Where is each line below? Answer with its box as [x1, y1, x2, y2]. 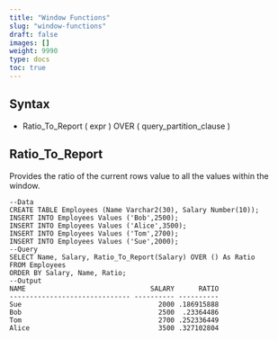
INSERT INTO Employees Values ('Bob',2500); [9, 213, 179, 222]
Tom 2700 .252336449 [9, 316, 220, 325]
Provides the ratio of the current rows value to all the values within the [9, 170, 269, 181]
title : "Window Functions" [9, 13, 111, 22]
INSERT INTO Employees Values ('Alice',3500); [9, 221, 187, 230]
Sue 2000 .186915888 [9, 300, 220, 309]
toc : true [9, 64, 47, 73]
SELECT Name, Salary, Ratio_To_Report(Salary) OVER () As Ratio [9, 253, 256, 262]
